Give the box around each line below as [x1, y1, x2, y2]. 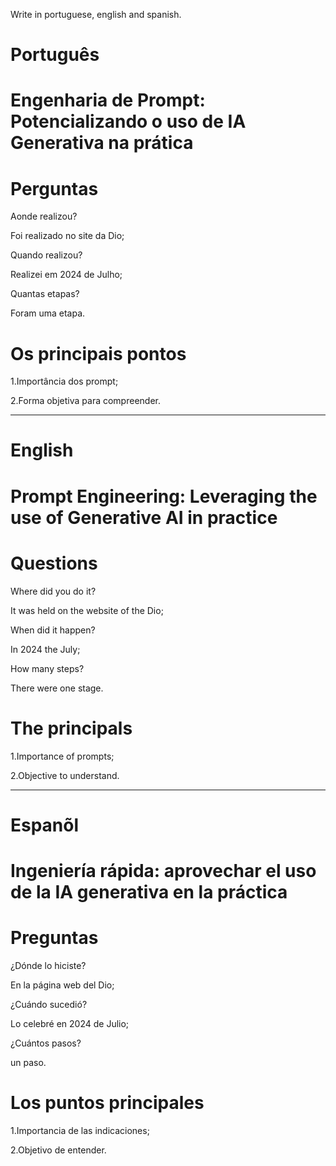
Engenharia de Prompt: [10, 89, 206, 112]
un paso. [10, 1056, 47, 1068]
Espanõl [10, 814, 80, 836]
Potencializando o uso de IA [10, 110, 247, 133]
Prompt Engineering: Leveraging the [10, 485, 318, 508]
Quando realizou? [10, 249, 83, 261]
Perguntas [10, 177, 99, 200]
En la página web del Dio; [10, 979, 115, 991]
